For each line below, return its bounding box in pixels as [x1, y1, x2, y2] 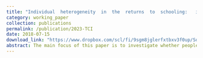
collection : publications [6, 20, 71, 26]
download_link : [6, 37, 45, 43]
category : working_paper [6, 14, 69, 21]
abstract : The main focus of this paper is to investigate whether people [6, 43, 199, 49]
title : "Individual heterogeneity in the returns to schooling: [6, 8, 188, 15]
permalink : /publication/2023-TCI [6, 25, 94, 32]
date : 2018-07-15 [6, 31, 50, 37]
